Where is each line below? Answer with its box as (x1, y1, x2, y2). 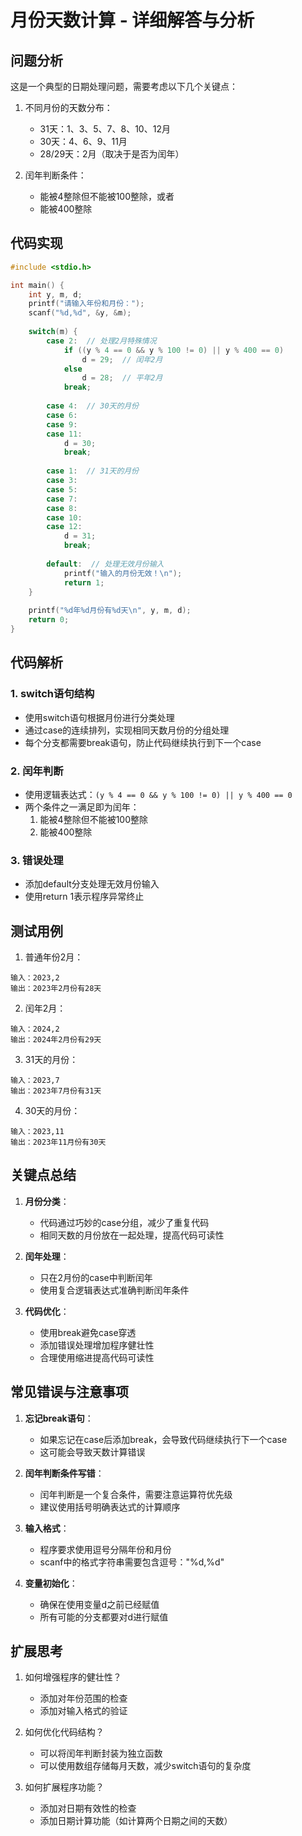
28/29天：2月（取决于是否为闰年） (39, 148, 185, 160)
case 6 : (46, 410, 78, 420)
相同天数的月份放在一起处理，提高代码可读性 (39, 1229, 225, 1241)
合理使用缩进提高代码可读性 (39, 1351, 155, 1363)
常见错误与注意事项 (10, 1384, 129, 1401)
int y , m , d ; (28, 289, 83, 300)
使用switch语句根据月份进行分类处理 (24, 711, 175, 723)
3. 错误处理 (10, 853, 64, 867)
